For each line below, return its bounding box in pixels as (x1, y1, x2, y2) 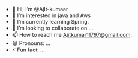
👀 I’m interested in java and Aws (11, 12, 91, 19)
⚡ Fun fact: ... (11, 46, 45, 53)
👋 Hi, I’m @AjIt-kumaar (11, 6, 68, 12)
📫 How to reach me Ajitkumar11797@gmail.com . (11, 31, 132, 38)
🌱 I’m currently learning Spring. (11, 18, 89, 25)
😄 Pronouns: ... (11, 40, 51, 47)
